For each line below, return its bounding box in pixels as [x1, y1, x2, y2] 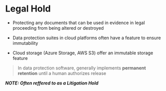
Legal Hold [5, 3, 51, 15]
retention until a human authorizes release [17, 70, 106, 76]
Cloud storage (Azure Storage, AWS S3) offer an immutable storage [12, 50, 153, 56]
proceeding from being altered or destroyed [12, 25, 104, 31]
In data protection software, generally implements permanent [17, 65, 146, 71]
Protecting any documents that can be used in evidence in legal [12, 20, 145, 26]
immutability [12, 40, 38, 46]
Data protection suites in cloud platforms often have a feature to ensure [12, 35, 161, 41]
